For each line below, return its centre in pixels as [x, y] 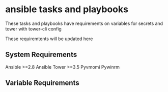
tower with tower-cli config [34, 28]
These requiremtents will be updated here [49, 39]
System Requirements [41, 55]
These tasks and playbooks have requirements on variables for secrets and [84, 23]
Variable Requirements [43, 83]
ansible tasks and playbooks [67, 9]
